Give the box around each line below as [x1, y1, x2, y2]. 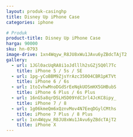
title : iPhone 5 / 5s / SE [16, 68, 83, 73]
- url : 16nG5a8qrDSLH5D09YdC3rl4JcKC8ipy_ [11, 95, 117, 101]
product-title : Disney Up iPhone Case [6, 36, 101, 41]
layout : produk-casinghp [6, 8, 67, 15]
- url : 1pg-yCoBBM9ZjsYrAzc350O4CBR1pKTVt [11, 73, 117, 79]
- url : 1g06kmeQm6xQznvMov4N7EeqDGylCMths [11, 106, 117, 111]
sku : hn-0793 [6, 46, 38, 52]
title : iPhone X [16, 122, 57, 128]
